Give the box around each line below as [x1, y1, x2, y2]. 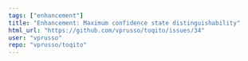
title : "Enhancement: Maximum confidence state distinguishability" [8, 19, 241, 27]
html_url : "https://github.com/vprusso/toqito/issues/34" [8, 26, 205, 34]
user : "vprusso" [8, 33, 62, 42]
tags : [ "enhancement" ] [8, 11, 84, 20]
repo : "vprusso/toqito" [8, 41, 88, 49]
